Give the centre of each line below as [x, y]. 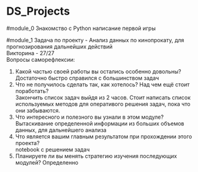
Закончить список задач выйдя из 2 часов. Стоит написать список [103, 97]
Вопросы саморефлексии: [41, 59]
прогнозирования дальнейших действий [59, 47]
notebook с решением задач [52, 149]
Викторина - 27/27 [30, 53]
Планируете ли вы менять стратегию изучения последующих [96, 156]
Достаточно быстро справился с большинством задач [87, 78]
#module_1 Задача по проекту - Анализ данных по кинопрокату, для [95, 40]
